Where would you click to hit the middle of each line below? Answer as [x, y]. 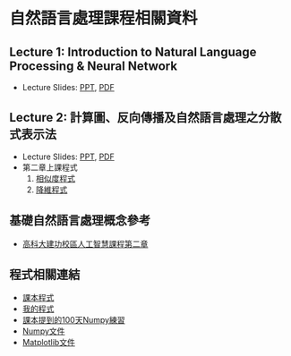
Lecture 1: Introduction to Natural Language [133, 51]
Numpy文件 [43, 331]
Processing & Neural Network [93, 66]
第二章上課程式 [50, 167]
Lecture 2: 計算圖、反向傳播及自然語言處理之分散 [145, 118]
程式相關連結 [45, 275]
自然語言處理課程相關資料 [104, 18]
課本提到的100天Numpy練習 [73, 320]
